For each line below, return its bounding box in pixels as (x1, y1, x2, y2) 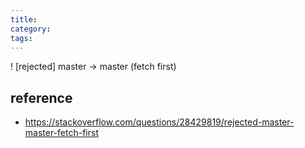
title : (10, 14, 38, 25)
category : (10, 24, 52, 34)
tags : (10, 33, 33, 43)
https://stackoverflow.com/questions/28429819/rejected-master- (24, 116, 295, 128)
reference (10, 89, 73, 106)
